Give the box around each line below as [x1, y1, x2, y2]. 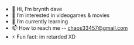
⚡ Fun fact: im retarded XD [11, 33, 76, 40]
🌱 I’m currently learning [11, 18, 68, 25]
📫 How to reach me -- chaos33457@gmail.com [11, 25, 128, 32]
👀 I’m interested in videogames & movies [11, 12, 110, 19]
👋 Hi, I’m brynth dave [11, 6, 63, 12]
